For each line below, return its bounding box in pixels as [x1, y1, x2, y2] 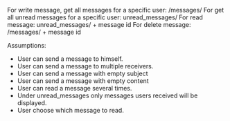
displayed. [17, 99, 47, 106]
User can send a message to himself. [17, 55, 123, 63]
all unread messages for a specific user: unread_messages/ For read [7, 13, 203, 21]
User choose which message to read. [17, 106, 125, 114]
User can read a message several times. [17, 84, 132, 92]
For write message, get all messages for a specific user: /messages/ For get [7, 6, 224, 14]
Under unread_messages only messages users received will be [17, 91, 198, 100]
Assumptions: [7, 41, 46, 49]
